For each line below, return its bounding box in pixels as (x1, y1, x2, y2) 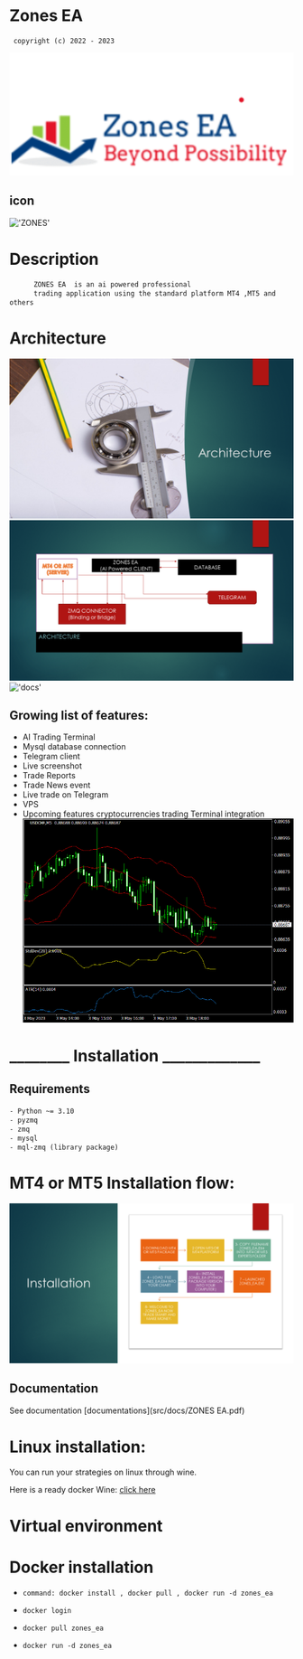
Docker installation (9, 1557, 154, 1578)
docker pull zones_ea (22, 1624, 104, 1633)
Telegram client (22, 751, 81, 762)
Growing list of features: (9, 708, 149, 723)
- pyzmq (9, 1116, 39, 1125)
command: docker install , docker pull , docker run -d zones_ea (22, 1588, 273, 1598)
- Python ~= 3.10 (9, 1107, 75, 1116)
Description (9, 249, 99, 269)
